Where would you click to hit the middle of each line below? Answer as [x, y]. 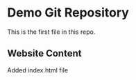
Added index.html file [37, 70]
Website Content [44, 53]
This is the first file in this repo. [51, 32]
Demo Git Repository [68, 13]
